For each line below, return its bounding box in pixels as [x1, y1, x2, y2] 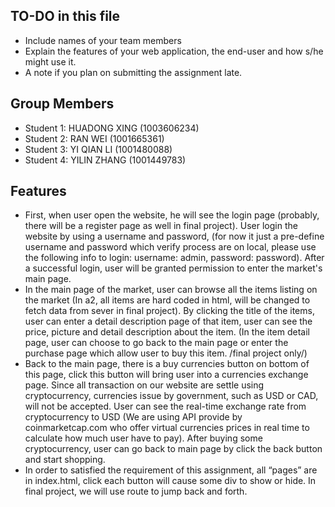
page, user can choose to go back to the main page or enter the [24, 337, 289, 349]
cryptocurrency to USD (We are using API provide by [24, 411, 243, 423]
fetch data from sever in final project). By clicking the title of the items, [24, 305, 315, 317]
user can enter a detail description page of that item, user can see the [24, 315, 313, 328]
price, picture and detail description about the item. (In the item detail [24, 326, 310, 338]
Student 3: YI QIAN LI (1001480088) [24, 143, 173, 155]
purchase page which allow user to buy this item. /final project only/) [24, 347, 308, 359]
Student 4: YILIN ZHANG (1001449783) [24, 154, 187, 166]
